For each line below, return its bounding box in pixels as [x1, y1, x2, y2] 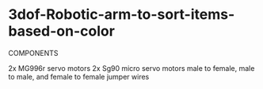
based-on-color [8, 22, 115, 40]
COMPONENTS [8, 48, 59, 57]
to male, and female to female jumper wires [8, 72, 150, 81]
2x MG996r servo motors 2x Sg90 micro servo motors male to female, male [8, 63, 255, 72]
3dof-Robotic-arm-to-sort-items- [8, 6, 235, 24]
